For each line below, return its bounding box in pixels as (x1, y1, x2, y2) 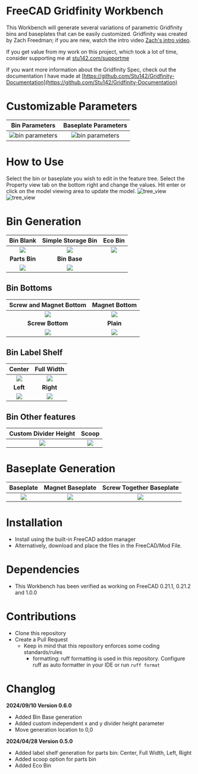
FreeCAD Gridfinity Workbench (6, 4, 164, 18)
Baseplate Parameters (63, 121, 128, 129)
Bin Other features (6, 411, 76, 422)
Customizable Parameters (6, 100, 138, 113)
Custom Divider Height (9, 429, 76, 438)
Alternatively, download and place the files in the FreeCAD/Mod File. (14, 542, 183, 549)
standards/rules (23, 648, 62, 655)
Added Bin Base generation (14, 713, 82, 720)
